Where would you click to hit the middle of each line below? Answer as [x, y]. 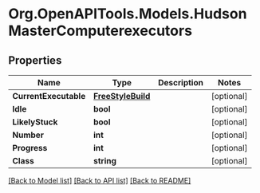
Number [28, 135]
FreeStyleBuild [122, 96]
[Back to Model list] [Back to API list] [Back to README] [100, 181]
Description [181, 83]
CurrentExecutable [49, 96]
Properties [35, 60]
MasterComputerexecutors [100, 31]
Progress [30, 148]
